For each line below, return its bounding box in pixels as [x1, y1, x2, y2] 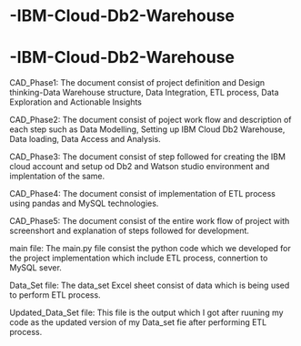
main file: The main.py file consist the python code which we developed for [9, 243, 291, 254]
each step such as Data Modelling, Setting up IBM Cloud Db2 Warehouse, [9, 124, 286, 135]
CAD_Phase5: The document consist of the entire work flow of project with [9, 216, 290, 227]
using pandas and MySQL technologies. [9, 198, 159, 209]
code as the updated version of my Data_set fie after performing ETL [9, 317, 267, 328]
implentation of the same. [9, 170, 105, 182]
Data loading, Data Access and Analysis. [9, 134, 161, 145]
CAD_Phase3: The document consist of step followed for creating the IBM [9, 151, 286, 162]
